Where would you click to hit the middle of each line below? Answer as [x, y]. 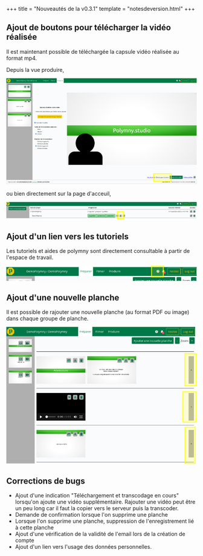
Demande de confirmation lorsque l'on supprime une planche [91, 514]
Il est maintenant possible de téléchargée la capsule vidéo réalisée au [93, 51]
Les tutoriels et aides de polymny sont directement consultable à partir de [98, 251]
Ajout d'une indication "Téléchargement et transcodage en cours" [97, 495]
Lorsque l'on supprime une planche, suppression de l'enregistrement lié [105, 521]
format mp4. [22, 58]
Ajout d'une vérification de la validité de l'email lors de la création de [100, 534]
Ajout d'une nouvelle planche [63, 298]
